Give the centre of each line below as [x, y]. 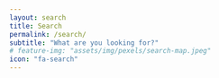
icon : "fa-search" [44, 59]
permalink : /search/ [48, 34]
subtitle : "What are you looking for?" [84, 43]
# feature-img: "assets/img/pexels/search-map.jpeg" [110, 51]
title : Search [36, 26]
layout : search [38, 17]
